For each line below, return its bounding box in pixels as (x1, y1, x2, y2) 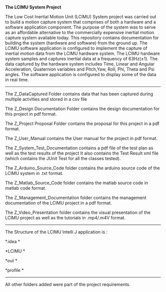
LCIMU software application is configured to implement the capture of (5, 45, 147, 51)
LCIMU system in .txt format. (5, 170, 64, 176)
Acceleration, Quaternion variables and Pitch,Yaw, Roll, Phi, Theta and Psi (5, 66, 155, 72)
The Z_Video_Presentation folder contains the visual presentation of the (5, 209, 151, 215)
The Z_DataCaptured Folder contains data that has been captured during (5, 91, 153, 97)
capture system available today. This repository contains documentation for (5, 35, 159, 41)
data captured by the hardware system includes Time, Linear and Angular (5, 61, 155, 67)
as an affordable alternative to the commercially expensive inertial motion (5, 30, 155, 35)
